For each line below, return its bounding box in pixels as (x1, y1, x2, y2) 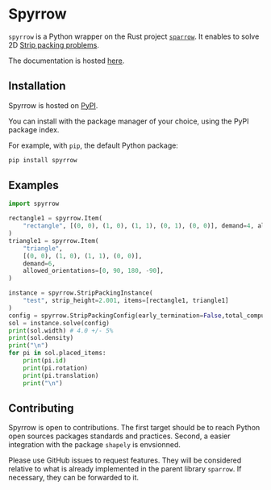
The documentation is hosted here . (8, 56, 125, 65)
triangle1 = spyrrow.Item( (8, 237, 99, 245)
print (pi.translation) (23, 371, 99, 379)
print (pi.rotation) (23, 364, 89, 372)
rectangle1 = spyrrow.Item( (8, 215, 103, 223)
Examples (8, 178, 59, 192)
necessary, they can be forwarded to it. (8, 473, 140, 483)
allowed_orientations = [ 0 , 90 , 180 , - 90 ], (23, 267, 164, 275)
